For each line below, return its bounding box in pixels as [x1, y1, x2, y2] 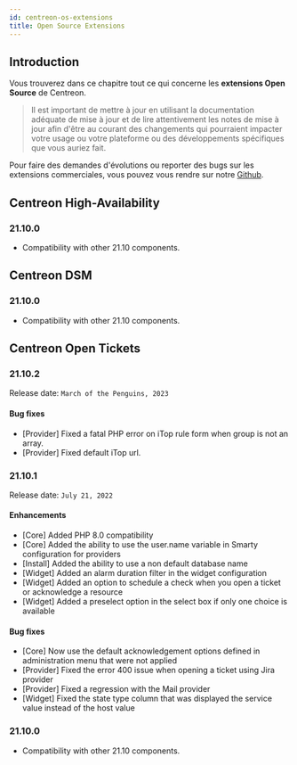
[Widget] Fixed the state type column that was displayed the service [21, 693, 273, 704]
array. [21, 438, 44, 448]
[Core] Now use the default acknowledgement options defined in [21, 646, 261, 656]
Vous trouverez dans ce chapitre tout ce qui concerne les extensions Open [9, 78, 286, 89]
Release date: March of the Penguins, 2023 [9, 388, 169, 399]
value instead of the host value [21, 703, 135, 713]
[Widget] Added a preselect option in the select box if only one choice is [21, 596, 287, 607]
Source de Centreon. [9, 87, 87, 98]
